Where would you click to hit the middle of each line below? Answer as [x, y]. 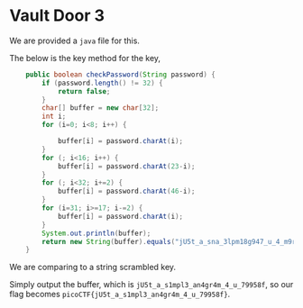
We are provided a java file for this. [74, 41]
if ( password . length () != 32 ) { [103, 83]
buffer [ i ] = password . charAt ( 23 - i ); [126, 166]
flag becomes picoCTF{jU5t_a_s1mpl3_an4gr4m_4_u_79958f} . [120, 294]
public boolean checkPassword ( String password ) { [121, 74]
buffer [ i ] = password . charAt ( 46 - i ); [126, 191]
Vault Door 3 [57, 16]
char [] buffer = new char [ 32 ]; [101, 108]
